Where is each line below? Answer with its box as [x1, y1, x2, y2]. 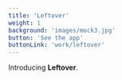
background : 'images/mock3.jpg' [8, 26, 116, 34]
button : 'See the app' [8, 33, 84, 42]
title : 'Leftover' [8, 11, 69, 20]
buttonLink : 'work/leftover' [8, 41, 105, 49]
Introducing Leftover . [8, 63, 78, 72]
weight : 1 [8, 19, 41, 27]
